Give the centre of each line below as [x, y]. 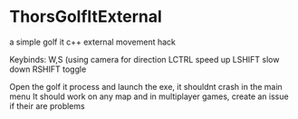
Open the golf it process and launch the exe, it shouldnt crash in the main [146, 86]
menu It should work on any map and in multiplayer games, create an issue [149, 96]
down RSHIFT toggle [48, 69]
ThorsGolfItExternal [86, 17]
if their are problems [47, 105]
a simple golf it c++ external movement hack [93, 42]
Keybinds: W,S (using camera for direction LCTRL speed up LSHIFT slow [144, 59]
